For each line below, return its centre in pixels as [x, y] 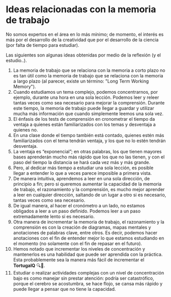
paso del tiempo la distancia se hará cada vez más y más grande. [82, 162]
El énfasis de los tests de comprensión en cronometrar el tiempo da [84, 119]
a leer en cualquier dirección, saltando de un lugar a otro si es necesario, [90, 195]
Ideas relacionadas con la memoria [81, 9]
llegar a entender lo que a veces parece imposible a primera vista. [82, 173]
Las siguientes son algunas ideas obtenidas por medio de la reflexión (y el [83, 55]
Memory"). [24, 86]
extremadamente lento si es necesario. [54, 216]
